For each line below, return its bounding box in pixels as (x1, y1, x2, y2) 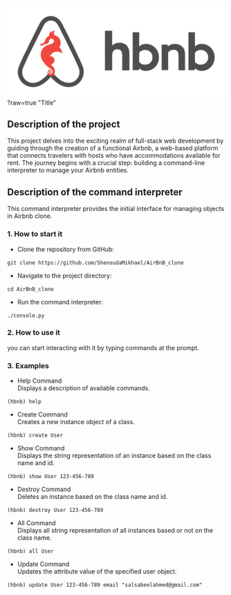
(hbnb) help (7, 399, 41, 405)
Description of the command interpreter (7, 186, 183, 198)
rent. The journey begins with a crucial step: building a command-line (7, 158, 205, 167)
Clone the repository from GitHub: (17, 245, 114, 253)
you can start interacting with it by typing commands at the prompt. (7, 343, 199, 351)
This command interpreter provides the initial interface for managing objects (7, 205, 225, 213)
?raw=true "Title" (7, 98, 57, 107)
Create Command (17, 410, 68, 419)
